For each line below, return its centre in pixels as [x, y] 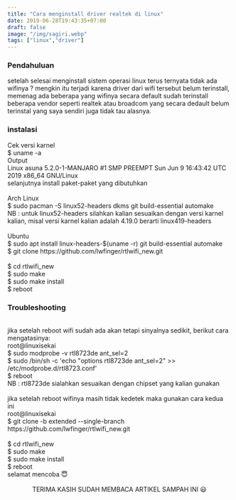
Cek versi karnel [31, 145]
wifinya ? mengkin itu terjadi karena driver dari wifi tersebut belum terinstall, [118, 88]
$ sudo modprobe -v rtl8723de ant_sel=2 [68, 353]
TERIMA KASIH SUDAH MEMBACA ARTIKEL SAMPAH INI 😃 [119, 489]
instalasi [22, 130]
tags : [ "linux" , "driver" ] [45, 41]
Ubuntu [18, 236]
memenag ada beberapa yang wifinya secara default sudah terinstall [108, 96]
